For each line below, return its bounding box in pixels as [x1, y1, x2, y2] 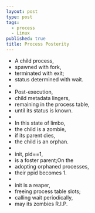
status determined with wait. [14, 75, 84, 83]
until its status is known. [14, 106, 73, 114]
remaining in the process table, [14, 101, 90, 108]
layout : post [6, 8, 38, 15]
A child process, [14, 57, 54, 64]
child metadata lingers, [14, 94, 70, 101]
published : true [6, 36, 46, 42]
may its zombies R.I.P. [14, 200, 68, 207]
